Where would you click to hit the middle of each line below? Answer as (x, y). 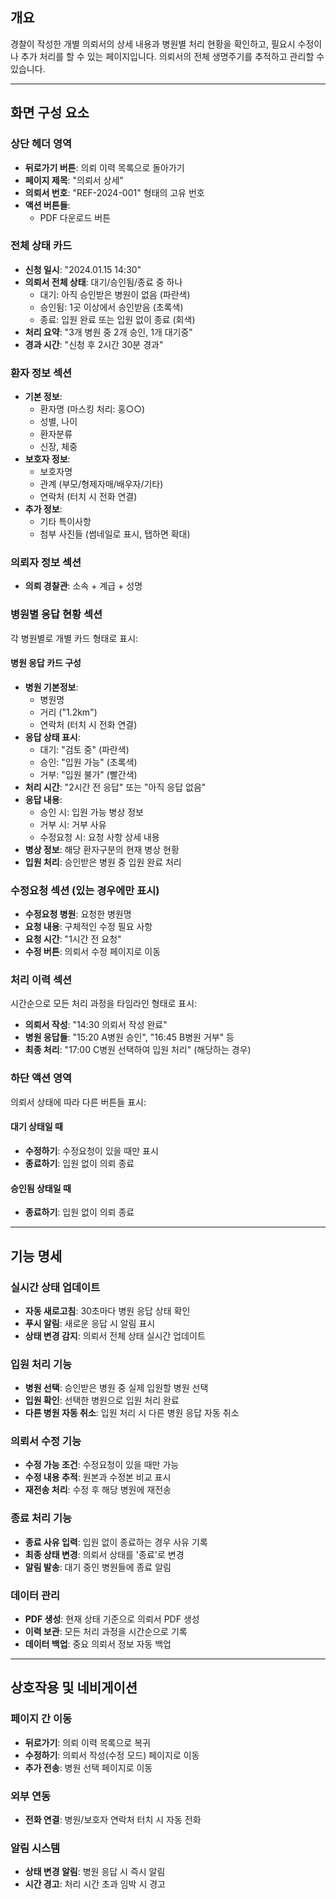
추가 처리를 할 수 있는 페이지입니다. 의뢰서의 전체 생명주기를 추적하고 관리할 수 (172, 56)
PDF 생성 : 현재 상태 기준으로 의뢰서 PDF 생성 (112, 1619)
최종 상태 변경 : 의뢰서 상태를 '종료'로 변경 (104, 1554)
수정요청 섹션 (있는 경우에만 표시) (85, 890)
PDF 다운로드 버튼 (75, 217)
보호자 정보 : (47, 459)
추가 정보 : (43, 509)
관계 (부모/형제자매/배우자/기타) (101, 484)
